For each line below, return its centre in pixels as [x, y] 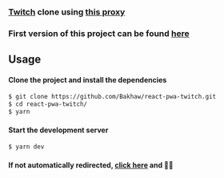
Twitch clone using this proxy [67, 12]
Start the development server [58, 130]
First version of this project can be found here [99, 33]
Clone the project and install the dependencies [88, 79]
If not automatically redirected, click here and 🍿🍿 [91, 165]
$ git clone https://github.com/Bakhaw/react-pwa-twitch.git [112, 97]
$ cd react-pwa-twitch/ [48, 104]
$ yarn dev [26, 147]
